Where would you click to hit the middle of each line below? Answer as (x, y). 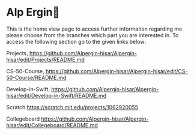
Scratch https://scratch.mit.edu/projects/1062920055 (72, 107)
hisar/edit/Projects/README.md (46, 59)
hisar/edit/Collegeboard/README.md (52, 125)
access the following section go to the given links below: (76, 41)
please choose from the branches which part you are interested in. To (92, 35)
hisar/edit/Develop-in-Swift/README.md (56, 95)
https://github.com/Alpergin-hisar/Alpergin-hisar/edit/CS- (117, 71)
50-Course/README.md (36, 77)
